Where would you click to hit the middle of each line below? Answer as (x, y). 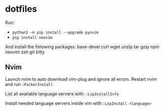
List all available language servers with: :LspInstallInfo (62, 93)
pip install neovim (32, 38)
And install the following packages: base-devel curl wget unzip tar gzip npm (82, 46)
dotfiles (21, 9)
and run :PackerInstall (29, 84)
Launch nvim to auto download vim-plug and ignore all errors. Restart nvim (81, 79)
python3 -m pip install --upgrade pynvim (55, 32)
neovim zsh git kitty (25, 52)
